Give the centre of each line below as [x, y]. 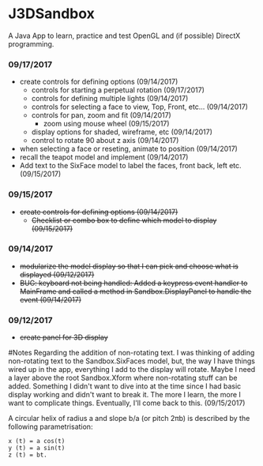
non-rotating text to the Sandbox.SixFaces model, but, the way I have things [131, 361]
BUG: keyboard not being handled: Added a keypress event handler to [133, 283]
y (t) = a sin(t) [37, 448]
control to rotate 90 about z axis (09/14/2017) [105, 141]
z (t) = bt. [28, 455]
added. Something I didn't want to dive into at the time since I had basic [125, 386]
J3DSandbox [51, 14]
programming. [31, 43]
